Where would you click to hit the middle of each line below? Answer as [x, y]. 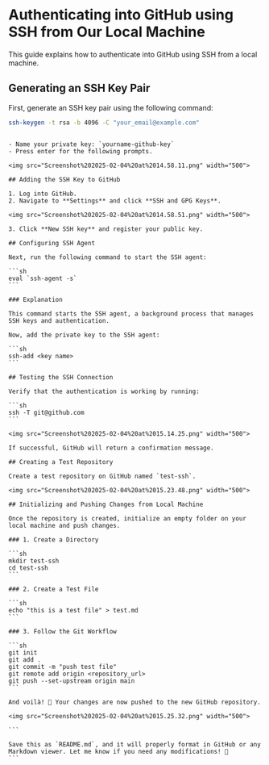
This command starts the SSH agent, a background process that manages [131, 314]
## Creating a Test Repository [61, 462]
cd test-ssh [28, 568]
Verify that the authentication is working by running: [104, 391]
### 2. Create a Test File [54, 589]
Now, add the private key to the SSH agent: [84, 335]
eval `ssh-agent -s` [43, 278]
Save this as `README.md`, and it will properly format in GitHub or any [135, 744]
